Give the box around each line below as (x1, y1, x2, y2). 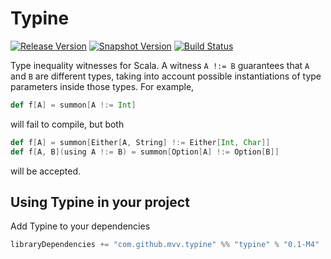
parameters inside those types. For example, (10, 80, 195, 92)
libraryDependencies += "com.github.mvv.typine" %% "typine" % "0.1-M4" (10, 240, 320, 250)
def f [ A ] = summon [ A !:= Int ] (10, 100, 137, 110)
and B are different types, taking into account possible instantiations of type (10, 70, 322, 82)
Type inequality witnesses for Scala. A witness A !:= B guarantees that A (10, 59, 310, 71)
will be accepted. (10, 165, 82, 177)
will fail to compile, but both (10, 118, 125, 130)
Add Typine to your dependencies (10, 220, 151, 232)
